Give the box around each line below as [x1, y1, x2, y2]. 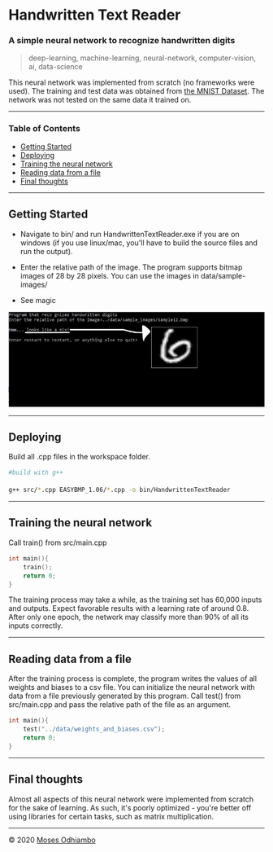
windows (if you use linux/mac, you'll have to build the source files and [19, 238, 258, 248]
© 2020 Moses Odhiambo [8, 835, 96, 845]
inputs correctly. [8, 621, 63, 630]
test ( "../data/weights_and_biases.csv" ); [23, 725, 165, 734]
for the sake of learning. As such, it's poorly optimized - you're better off [8, 802, 252, 812]
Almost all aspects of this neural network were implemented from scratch [8, 794, 254, 804]
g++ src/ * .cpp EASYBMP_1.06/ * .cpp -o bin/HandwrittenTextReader [8, 486, 231, 494]
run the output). [19, 246, 73, 256]
